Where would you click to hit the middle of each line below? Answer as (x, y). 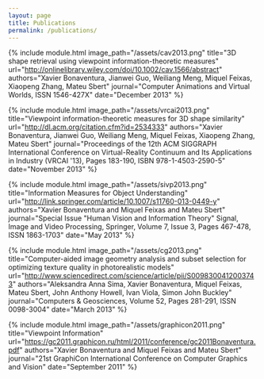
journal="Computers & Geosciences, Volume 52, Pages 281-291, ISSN (122, 301)
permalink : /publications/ (53, 30)
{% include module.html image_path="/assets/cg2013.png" (105, 251)
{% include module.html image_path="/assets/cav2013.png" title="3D (122, 53)
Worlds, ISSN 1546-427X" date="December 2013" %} (96, 95)
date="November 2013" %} (53, 169)
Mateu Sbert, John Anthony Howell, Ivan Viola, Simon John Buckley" (120, 293)
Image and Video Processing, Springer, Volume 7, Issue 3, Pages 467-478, (130, 227)
